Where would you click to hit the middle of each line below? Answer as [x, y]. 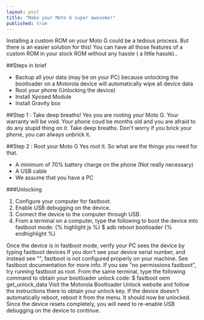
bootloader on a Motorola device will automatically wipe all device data [104, 84]
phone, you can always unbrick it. [49, 134]
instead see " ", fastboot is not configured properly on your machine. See [97, 259]
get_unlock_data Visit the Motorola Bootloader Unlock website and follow [98, 285]
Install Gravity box [38, 103]
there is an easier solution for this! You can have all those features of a [95, 47]
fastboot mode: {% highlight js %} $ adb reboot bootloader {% [93, 227]
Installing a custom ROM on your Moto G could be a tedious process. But [97, 41]
